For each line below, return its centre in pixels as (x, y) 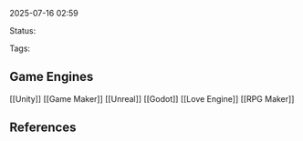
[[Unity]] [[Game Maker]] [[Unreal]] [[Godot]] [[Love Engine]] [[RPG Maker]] (152, 98)
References (43, 128)
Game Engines (52, 77)
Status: (23, 30)
